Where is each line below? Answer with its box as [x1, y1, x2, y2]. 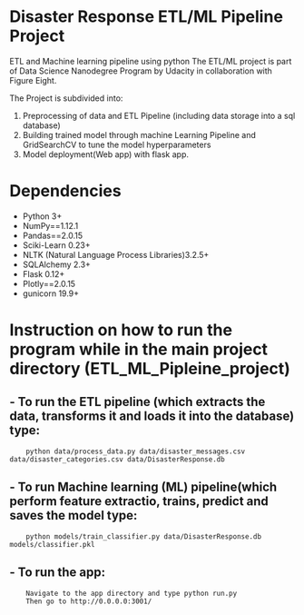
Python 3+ [22, 211, 63, 222]
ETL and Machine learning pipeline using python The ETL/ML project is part [9, 55, 292, 66]
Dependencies [9, 181, 122, 202]
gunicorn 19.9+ [22, 288, 80, 299]
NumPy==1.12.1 [22, 220, 79, 231]
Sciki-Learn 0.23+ [22, 239, 91, 251]
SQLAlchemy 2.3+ [22, 259, 91, 270]
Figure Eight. [9, 74, 57, 85]
